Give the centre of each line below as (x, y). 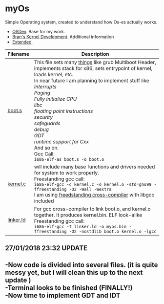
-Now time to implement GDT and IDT (63, 295)
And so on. (46, 148)
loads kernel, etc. (54, 74)
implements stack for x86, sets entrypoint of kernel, (93, 68)
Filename (18, 54)
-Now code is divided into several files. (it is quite (82, 265)
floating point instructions (63, 111)
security (43, 117)
